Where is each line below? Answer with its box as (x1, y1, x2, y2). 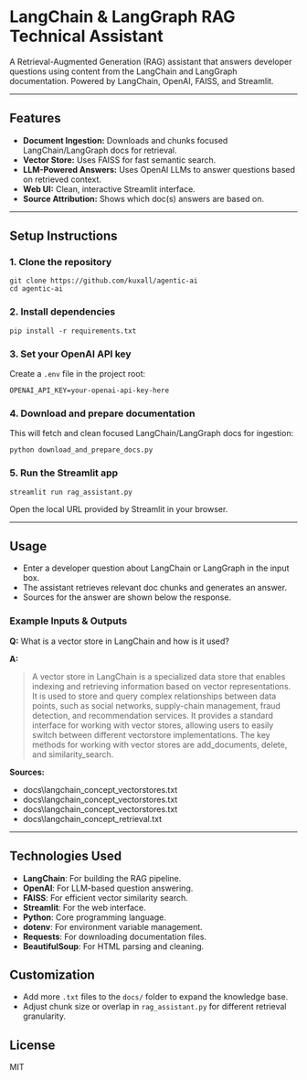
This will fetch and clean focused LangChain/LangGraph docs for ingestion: (9, 428, 294, 439)
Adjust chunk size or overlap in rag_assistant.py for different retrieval (22, 1001, 287, 1012)
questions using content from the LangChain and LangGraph (9, 66, 238, 77)
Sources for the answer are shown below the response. (22, 592, 231, 603)
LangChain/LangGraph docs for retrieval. (22, 144, 177, 155)
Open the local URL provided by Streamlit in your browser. (9, 503, 228, 514)
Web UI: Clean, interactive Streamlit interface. (22, 183, 196, 194)
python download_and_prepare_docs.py (9, 445, 153, 454)
